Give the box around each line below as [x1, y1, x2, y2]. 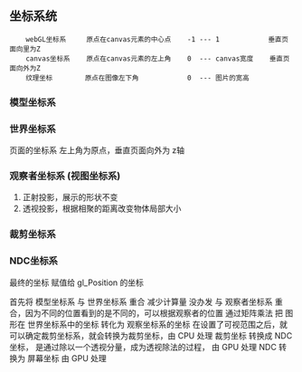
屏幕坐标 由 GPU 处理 [26, 352, 107, 364]
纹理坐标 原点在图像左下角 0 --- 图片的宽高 [25, 73, 250, 82]
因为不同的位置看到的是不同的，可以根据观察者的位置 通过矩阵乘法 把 [24, 307, 283, 319]
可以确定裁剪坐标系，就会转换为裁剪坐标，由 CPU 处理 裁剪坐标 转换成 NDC [9, 329, 293, 341]
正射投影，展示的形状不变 [22, 192, 118, 203]
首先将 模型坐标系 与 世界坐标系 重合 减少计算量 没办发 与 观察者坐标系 [9, 296, 273, 307]
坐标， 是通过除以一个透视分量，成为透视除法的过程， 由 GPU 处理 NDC [9, 341, 278, 352]
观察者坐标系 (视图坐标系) [9, 169, 121, 182]
